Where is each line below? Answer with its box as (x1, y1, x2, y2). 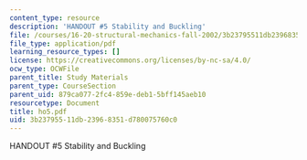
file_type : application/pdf (9, 38, 117, 48)
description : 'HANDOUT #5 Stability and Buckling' (9, 22, 206, 31)
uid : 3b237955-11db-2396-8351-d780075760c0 (9, 115, 178, 124)
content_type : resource (9, 13, 101, 23)
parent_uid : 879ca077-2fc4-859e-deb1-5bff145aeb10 (9, 90, 206, 99)
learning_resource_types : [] (9, 48, 121, 57)
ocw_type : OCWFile (9, 65, 79, 74)
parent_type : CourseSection (9, 81, 117, 91)
